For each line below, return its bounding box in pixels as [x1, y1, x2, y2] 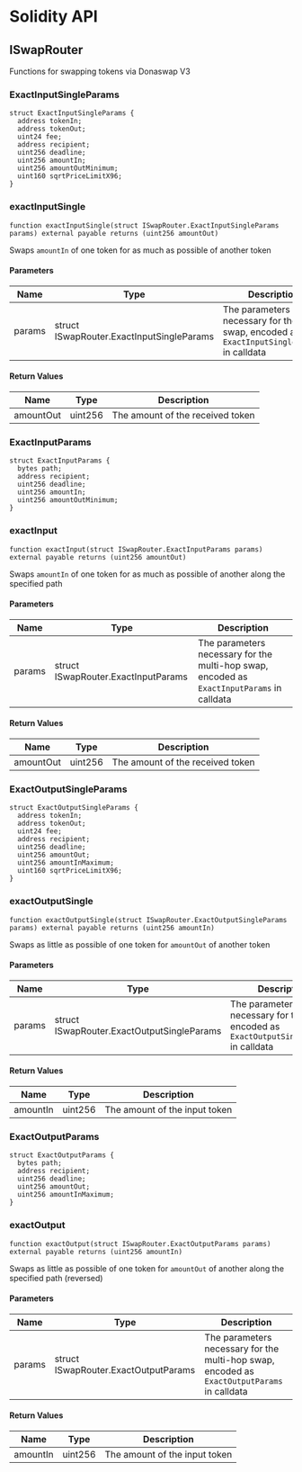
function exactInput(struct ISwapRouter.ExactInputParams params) [9, 544, 263, 554]
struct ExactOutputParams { [9, 1151, 115, 1160]
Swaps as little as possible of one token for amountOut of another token [9, 938, 271, 950]
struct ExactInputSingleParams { [9, 109, 135, 118]
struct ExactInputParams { [9, 456, 111, 465]
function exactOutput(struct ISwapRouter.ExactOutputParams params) [9, 1239, 271, 1248]
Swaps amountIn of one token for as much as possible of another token [9, 245, 271, 256]
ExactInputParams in [197, 681, 282, 694]
